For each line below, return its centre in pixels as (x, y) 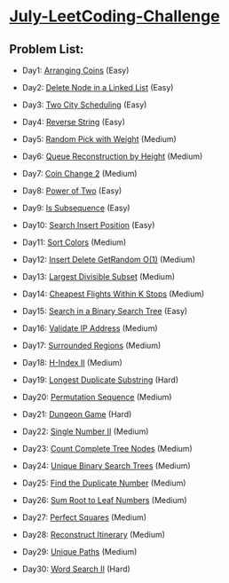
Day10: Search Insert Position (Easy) (88, 225)
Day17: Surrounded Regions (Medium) (91, 345)
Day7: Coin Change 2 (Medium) (79, 173)
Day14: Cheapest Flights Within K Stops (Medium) (113, 294)
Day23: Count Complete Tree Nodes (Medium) (107, 449)
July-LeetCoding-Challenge (114, 16)
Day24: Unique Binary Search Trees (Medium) (106, 466)
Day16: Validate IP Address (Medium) (90, 328)
